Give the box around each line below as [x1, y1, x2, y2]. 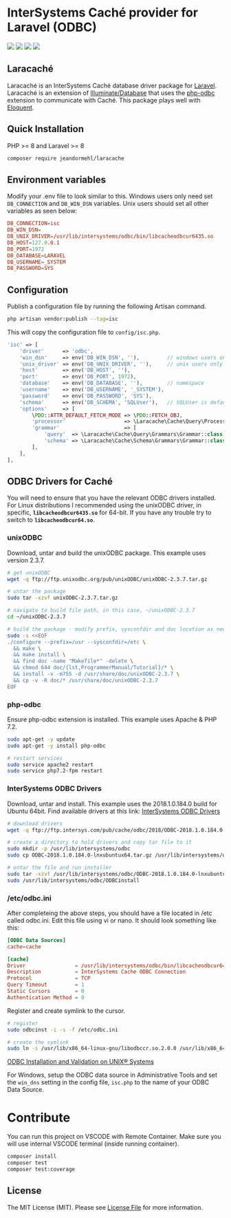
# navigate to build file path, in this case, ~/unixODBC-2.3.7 [7, 607, 195, 614]
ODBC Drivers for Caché [7, 475, 113, 487]
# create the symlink [7, 1038, 69, 1046]
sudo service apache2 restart [7, 761, 94, 768]
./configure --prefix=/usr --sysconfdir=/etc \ [7, 638, 146, 645]
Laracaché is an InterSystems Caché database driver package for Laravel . [7, 81, 217, 90]
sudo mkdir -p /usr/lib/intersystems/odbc [7, 846, 131, 852]
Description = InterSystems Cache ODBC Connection [7, 969, 186, 976]
